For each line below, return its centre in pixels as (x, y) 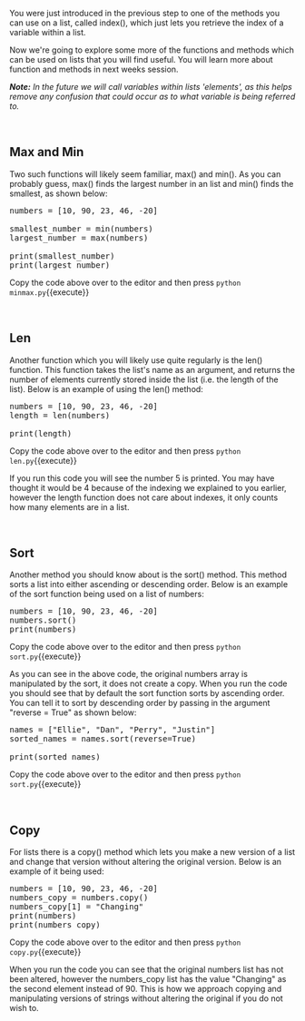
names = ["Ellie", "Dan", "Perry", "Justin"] (113, 730)
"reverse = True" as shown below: (73, 712)
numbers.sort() (43, 620)
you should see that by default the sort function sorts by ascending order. (147, 693)
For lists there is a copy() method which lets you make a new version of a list (152, 852)
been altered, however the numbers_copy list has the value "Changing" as (148, 979)
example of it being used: (57, 871)
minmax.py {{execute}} (49, 292)
